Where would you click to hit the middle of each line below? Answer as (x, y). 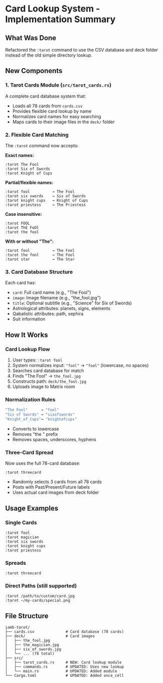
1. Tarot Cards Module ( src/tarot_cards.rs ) (58, 85)
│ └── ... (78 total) (30, 654)
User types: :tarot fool (37, 360)
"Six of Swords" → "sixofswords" (40, 415)
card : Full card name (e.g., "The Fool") (52, 292)
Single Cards (21, 522)
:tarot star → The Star (40, 259)
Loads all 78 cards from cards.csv (47, 106)
